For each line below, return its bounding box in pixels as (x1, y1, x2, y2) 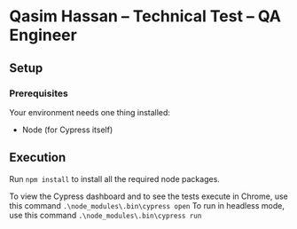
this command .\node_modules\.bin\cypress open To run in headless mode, (9, 200, 285, 210)
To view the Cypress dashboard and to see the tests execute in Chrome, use (9, 191, 288, 201)
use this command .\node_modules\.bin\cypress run (9, 209, 202, 220)
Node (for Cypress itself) (21, 124, 113, 135)
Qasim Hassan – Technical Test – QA (9, 6, 282, 27)
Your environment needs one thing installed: (9, 107, 171, 117)
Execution (9, 150, 66, 165)
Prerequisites (9, 87, 68, 99)
